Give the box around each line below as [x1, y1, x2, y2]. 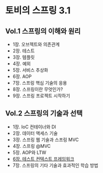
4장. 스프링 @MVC [12, 143, 51, 149]
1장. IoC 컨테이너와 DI [12, 124, 56, 130]
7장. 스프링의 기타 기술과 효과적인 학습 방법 [12, 162, 98, 168]
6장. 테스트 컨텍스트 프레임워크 [12, 156, 74, 162]
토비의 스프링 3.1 [5, 5, 71, 16]
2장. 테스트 [12, 48, 35, 54]
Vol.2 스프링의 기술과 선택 [5, 109, 83, 118]
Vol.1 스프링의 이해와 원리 [5, 27, 81, 35]
